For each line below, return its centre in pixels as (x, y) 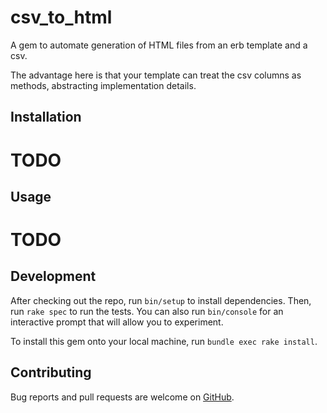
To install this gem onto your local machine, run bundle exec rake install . (164, 341)
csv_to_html (61, 17)
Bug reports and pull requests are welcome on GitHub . (122, 397)
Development (53, 276)
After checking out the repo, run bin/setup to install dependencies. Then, (161, 300)
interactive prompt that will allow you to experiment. (117, 322)
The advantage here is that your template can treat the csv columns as (156, 75)
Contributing (51, 372)
